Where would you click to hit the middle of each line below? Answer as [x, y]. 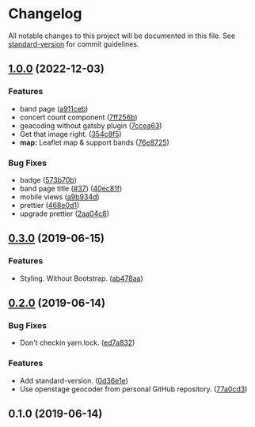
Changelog [45, 14]
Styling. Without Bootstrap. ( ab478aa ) [82, 278]
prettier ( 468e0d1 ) [49, 205]
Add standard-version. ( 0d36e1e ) [74, 380]
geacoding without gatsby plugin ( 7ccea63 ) [91, 125]
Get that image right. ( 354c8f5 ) [70, 134]
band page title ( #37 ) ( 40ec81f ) [71, 188]
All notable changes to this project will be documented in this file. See [122, 36]
